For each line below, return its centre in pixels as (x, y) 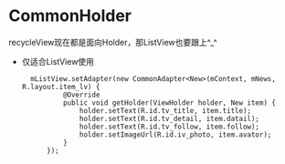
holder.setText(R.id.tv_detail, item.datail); (170, 118)
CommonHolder (70, 16)
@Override (81, 95)
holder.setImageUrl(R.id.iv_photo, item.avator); (176, 134)
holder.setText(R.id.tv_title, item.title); (166, 110)
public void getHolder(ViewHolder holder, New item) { (169, 102)
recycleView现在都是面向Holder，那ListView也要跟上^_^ (113, 42)
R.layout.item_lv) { (61, 87)
